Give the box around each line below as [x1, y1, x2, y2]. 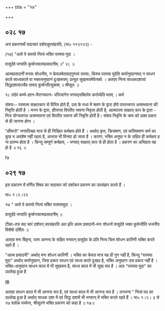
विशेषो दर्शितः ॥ [5, 226, 28, 233]
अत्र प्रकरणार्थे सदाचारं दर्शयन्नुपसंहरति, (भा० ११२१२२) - [5, 41, 92, 47]
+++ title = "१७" [5, 4, 37, 10]
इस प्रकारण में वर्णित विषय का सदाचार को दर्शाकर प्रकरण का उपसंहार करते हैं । [5, 182, 126, 187]
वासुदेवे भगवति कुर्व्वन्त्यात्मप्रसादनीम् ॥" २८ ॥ [5, 61, 75, 67]
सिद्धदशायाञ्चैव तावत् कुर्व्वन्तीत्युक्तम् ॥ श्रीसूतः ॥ [5, 82, 80, 88]
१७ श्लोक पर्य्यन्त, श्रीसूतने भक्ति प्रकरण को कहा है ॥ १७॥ [5, 300, 95, 306]
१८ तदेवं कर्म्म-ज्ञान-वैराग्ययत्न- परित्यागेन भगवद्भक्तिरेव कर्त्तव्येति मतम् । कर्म [5, 92, 124, 97]
